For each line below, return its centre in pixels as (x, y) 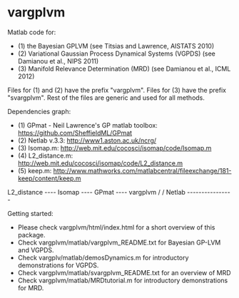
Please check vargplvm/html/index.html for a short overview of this (116, 227)
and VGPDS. (36, 250)
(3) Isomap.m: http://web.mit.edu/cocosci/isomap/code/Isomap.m (115, 148)
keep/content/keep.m (49, 178)
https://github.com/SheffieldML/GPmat (75, 133)
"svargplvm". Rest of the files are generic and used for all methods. (106, 98)
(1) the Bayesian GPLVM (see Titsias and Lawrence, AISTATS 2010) (116, 46)
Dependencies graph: (39, 111)
